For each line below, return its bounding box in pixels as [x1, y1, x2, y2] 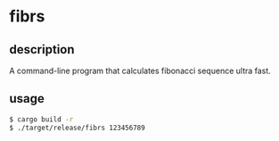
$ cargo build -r [9, 114, 74, 124]
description [9, 42, 75, 57]
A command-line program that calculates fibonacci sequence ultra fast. [9, 65, 272, 76]
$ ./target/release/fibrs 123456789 [9, 123, 145, 132]
